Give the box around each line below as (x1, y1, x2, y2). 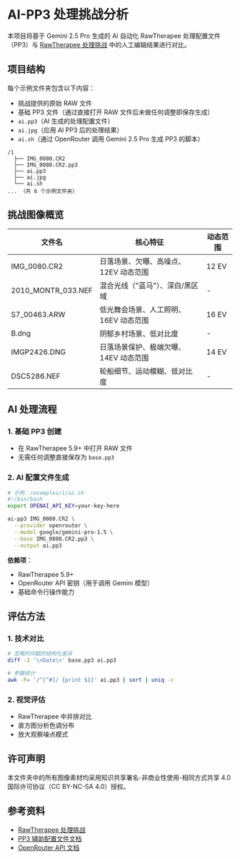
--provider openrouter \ (14, 522, 88, 529)
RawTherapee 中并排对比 (17, 712, 92, 721)
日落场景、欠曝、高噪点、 (99, 256, 186, 266)
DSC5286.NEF (11, 371, 61, 381)
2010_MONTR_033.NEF (11, 285, 93, 295)
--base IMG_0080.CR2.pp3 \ (14, 535, 94, 543)
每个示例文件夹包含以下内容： (7, 84, 95, 92)
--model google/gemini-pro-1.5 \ (14, 528, 114, 536)
